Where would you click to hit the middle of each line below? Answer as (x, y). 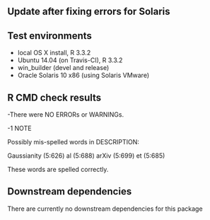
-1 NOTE (19, 128)
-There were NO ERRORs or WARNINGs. (66, 115)
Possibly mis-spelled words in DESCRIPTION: (73, 142)
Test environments (49, 36)
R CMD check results (54, 97)
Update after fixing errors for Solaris (89, 12)
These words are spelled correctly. (58, 170)
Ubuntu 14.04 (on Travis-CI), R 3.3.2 (70, 60)
